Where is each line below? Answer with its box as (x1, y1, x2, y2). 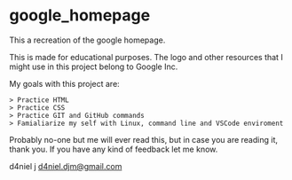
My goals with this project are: (9, 78, 120, 89)
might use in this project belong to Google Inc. (9, 61, 178, 72)
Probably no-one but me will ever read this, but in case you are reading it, (9, 134, 278, 145)
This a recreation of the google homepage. (9, 35, 166, 45)
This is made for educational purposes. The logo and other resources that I (9, 51, 284, 62)
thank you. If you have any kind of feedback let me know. (9, 144, 218, 154)
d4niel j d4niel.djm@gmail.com (9, 160, 122, 171)
